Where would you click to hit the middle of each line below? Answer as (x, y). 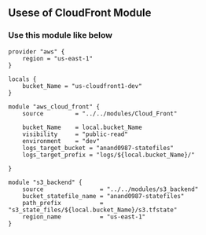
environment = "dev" (61, 141)
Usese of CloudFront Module (80, 13)
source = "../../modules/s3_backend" (110, 189)
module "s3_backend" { (45, 182)
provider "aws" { (37, 51)
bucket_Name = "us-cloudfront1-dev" (83, 86)
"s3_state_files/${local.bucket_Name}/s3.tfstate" (93, 210)
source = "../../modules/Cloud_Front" (100, 113)
